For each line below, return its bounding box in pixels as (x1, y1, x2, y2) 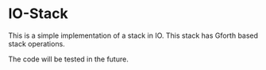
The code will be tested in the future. (8, 54, 129, 64)
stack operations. (8, 39, 65, 48)
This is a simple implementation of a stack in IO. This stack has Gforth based (8, 31, 259, 40)
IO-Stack (8, 5, 69, 23)
